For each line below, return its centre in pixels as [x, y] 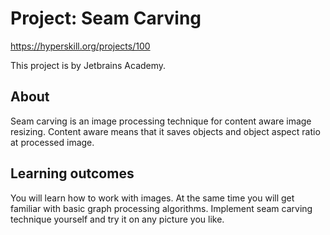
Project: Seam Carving [106, 18]
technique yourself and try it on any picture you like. [117, 219]
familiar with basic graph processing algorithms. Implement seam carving [161, 208]
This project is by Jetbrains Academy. [88, 65]
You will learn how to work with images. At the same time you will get [152, 198]
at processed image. [52, 142]
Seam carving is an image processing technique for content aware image [161, 121]
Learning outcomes [72, 173]
